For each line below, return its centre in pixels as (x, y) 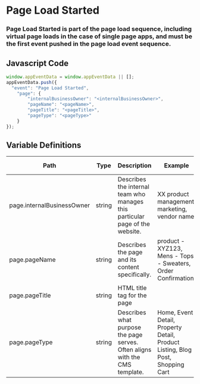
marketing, (172, 209)
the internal (134, 187)
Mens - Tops (176, 256)
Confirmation (176, 279)
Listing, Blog (175, 350)
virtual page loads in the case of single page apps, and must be (99, 36)
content (129, 267)
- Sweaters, (174, 264)
